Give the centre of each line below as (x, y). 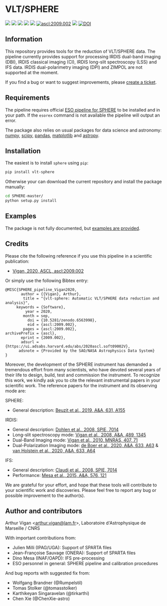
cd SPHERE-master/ (24, 196)
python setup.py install (31, 201)
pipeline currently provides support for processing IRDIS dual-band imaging (83, 56)
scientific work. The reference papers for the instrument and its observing (81, 385)
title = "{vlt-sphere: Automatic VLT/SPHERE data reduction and (91, 298)
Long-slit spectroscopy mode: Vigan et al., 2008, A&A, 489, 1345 (79, 435)
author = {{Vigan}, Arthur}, (51, 294)
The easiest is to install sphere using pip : (47, 163)
